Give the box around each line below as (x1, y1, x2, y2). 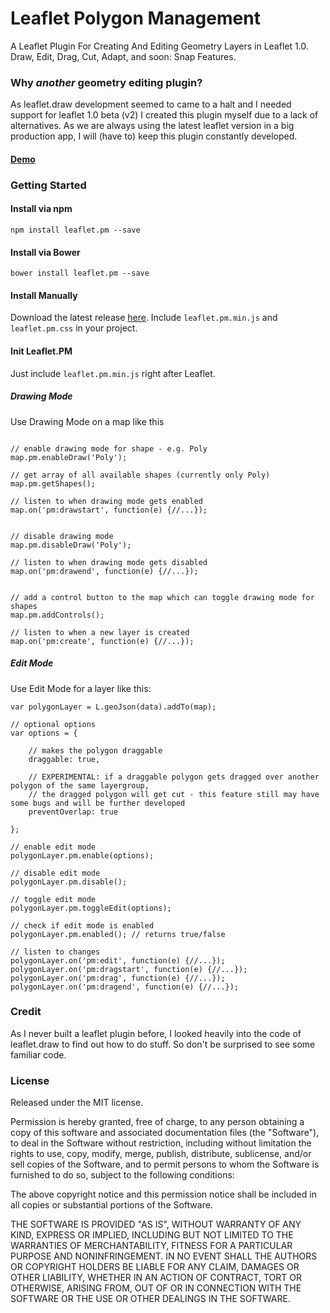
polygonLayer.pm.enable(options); (10, 850, 155, 861)
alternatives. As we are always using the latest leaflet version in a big (10, 120, 295, 132)
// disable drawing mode (10, 531, 114, 541)
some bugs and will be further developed (10, 798, 186, 808)
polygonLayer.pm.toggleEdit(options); (10, 903, 172, 913)
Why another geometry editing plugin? (10, 75, 203, 89)
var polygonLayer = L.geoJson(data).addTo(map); (10, 702, 217, 712)
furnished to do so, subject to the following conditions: (10, 1169, 235, 1181)
